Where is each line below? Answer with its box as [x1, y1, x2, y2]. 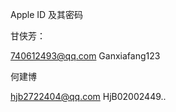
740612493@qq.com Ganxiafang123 [10, 50, 161, 62]
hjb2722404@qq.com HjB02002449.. [10, 91, 167, 102]
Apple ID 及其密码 [10, 9, 84, 20]
